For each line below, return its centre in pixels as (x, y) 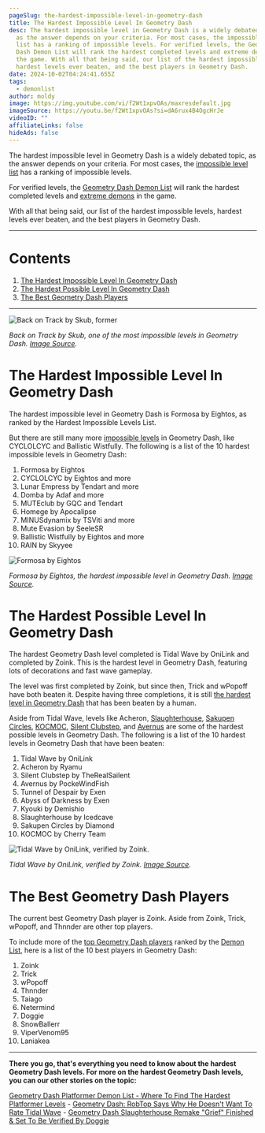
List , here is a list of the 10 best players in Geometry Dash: (103, 950)
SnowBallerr (40, 1024)
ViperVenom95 (44, 1033)
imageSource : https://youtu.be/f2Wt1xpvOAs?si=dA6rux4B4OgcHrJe (116, 111)
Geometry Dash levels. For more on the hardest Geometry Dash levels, (126, 1072)
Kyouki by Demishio (52, 809)
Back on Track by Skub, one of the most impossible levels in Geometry (123, 335)
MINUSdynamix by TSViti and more (77, 520)
